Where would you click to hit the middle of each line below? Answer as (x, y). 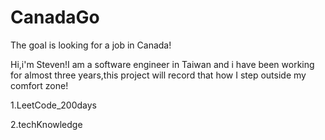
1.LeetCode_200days (53, 105)
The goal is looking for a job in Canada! (91, 45)
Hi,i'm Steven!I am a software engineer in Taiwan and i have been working (162, 64)
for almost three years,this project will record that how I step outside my (158, 75)
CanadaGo (55, 17)
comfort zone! (39, 85)
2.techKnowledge (46, 124)
